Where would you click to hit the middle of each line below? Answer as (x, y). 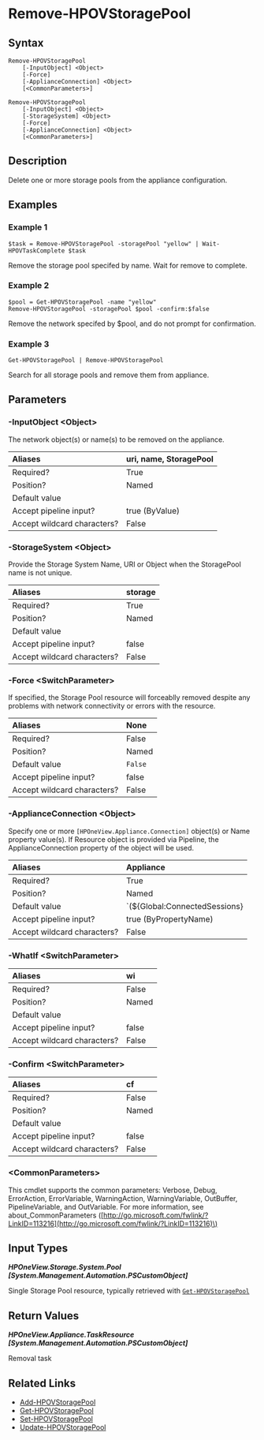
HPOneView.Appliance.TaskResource (71, 1335)
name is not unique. (40, 573)
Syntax (26, 43)
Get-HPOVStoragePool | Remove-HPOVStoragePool (86, 361)
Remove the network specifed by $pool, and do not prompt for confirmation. (132, 324)
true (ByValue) (152, 511)
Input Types (38, 1248)
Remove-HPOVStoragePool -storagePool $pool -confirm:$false (109, 309)
